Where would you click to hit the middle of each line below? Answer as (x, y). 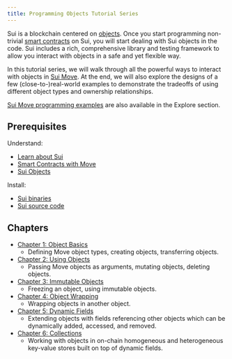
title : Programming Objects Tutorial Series (73, 14)
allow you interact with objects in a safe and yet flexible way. (94, 56)
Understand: (25, 143)
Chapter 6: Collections (49, 333)
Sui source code (41, 206)
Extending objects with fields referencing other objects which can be (126, 319)
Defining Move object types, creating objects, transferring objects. (123, 252)
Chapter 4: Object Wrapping (58, 296)
